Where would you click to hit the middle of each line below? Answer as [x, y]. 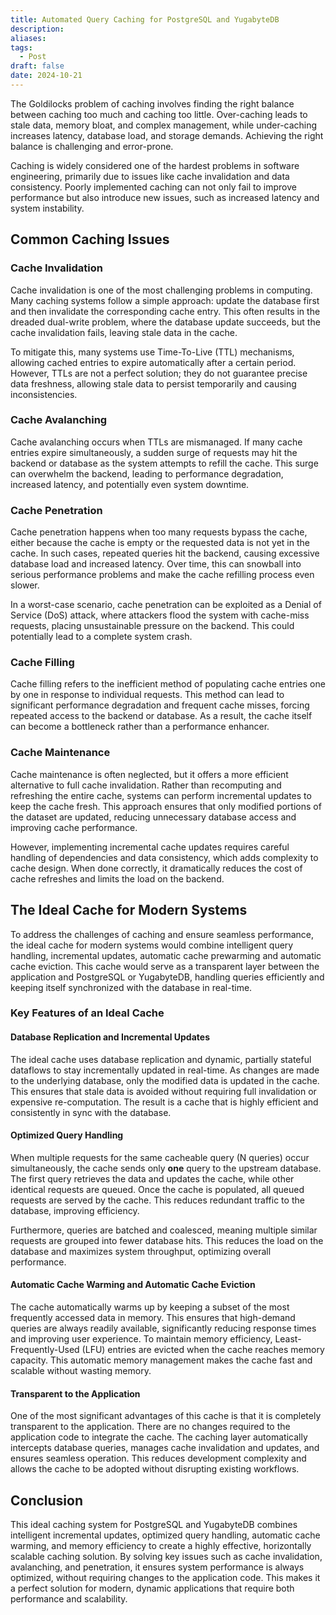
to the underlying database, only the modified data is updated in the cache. [165, 1080]
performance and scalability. [69, 1599]
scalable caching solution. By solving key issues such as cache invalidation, [166, 1557]
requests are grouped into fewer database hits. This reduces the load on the [167, 1240]
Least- [288, 1339]
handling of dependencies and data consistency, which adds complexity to [164, 857]
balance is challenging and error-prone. [92, 146]
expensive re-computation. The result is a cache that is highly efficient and [164, 1102]
